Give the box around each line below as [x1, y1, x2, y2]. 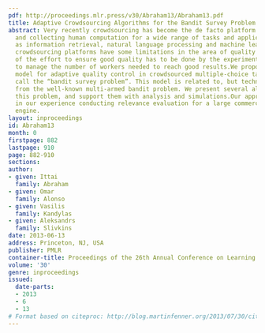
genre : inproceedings [8, 268, 80, 276]
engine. [15, 107, 41, 115]
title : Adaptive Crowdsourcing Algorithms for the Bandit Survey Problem [8, 19, 256, 27]
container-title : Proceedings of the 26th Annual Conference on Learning [8, 253, 256, 261]
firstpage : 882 [8, 136, 58, 144]
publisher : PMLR [8, 246, 62, 254]
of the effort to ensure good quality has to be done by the [15, 56, 221, 64]
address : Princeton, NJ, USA [8, 239, 104, 247]
